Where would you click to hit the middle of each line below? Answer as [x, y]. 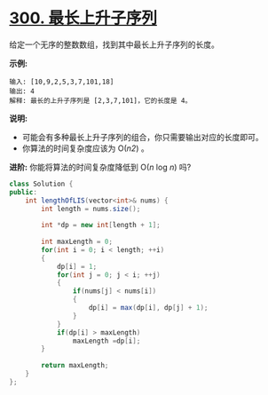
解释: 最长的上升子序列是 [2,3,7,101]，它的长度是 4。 [101, 100]
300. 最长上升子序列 [83, 18]
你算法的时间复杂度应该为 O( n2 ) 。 [85, 148]
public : [24, 192]
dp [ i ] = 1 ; [77, 266]
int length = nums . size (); [91, 209]
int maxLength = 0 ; [77, 242]
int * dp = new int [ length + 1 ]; [101, 225]
